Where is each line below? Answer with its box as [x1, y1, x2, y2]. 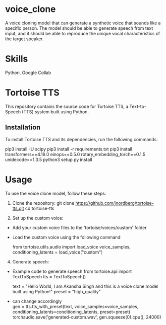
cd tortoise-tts [25, 205, 55, 211]
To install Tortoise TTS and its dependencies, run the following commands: [5, 136, 158, 142]
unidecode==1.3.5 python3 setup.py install [5, 157, 93, 162]
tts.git [12, 205, 24, 211]
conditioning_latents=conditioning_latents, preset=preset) [12, 309, 130, 315]
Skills [5, 53, 28, 65]
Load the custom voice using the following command [12, 234, 120, 240]
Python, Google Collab [5, 70, 51, 76]
